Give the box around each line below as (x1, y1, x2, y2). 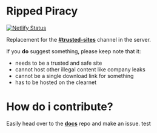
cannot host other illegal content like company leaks (15, 65, 145, 73)
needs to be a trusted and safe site (15, 59, 102, 66)
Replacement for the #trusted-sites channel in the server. (6, 36, 152, 43)
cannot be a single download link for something (15, 72, 134, 79)
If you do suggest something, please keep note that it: (6, 47, 141, 55)
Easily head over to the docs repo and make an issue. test (6, 120, 152, 127)
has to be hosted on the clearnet (15, 79, 97, 86)
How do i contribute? (6, 100, 113, 114)
